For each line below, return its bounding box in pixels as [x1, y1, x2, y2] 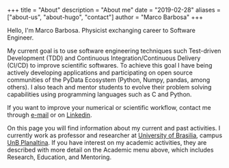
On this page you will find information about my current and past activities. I [7, 124, 221, 132]
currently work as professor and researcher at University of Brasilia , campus [7, 131, 223, 139]
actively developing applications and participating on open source [7, 68, 193, 76]
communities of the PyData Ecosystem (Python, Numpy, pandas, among [7, 76, 211, 84]
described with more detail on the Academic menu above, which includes [7, 146, 214, 154]
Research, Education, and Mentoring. [7, 153, 111, 161]
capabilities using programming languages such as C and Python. [7, 90, 192, 98]
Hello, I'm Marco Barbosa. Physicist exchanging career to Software [7, 27, 196, 34]
